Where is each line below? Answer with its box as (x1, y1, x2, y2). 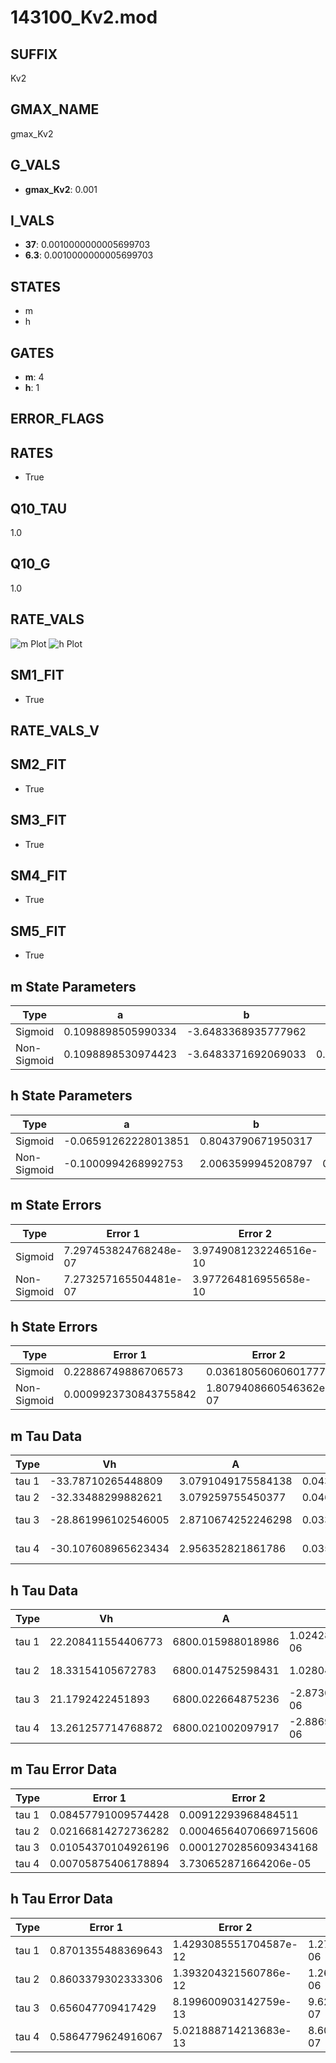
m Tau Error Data (10, 1761, 118, 1778)
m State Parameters (10, 978, 137, 995)
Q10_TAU (10, 500, 68, 517)
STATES (10, 278, 62, 295)
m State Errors (10, 1197, 102, 1214)
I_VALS (10, 212, 55, 230)
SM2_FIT (10, 756, 67, 773)
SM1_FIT (10, 667, 65, 684)
